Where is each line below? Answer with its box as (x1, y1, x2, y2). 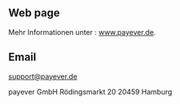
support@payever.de (8, 71, 78, 81)
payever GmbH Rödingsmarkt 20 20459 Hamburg (8, 87, 173, 96)
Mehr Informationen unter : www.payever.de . (8, 27, 156, 37)
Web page (8, 6, 60, 20)
